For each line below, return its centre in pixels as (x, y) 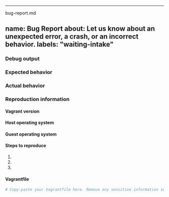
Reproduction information (37, 100)
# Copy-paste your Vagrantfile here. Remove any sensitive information (82, 190)
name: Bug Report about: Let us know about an (80, 29)
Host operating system (30, 123)
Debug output (22, 59)
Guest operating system (31, 134)
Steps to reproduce (26, 146)
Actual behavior (25, 86)
